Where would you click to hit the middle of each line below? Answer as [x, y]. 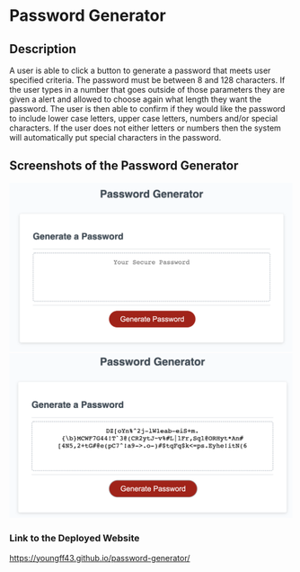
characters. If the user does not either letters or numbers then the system [145, 128]
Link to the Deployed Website [75, 539]
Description [43, 49]
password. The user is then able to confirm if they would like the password [147, 109]
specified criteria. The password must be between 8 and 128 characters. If [147, 80]
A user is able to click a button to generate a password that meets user [140, 70]
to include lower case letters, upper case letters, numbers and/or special [144, 118]
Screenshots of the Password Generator [124, 166]
